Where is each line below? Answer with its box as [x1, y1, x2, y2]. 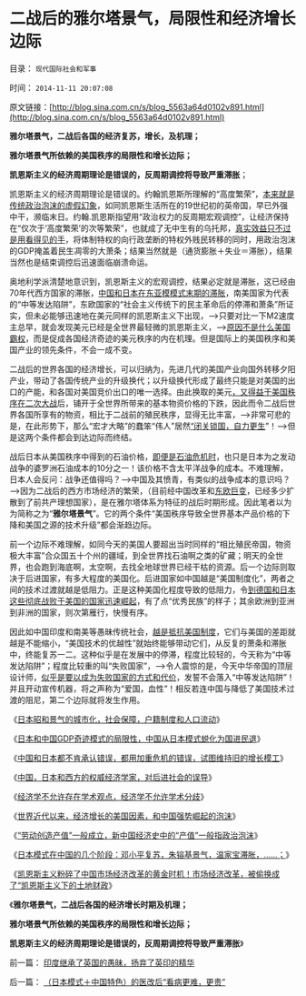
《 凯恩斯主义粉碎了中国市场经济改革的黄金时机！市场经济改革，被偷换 [9, 868, 272, 879]
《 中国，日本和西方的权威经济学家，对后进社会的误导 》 [9, 771, 216, 782]
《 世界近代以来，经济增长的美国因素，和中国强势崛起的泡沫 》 [9, 810, 241, 821]
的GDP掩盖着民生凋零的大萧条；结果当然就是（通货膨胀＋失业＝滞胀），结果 [9, 245, 293, 256]
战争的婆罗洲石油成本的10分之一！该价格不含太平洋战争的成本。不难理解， [9, 462, 289, 473]
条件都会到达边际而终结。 [40, 431, 137, 442]
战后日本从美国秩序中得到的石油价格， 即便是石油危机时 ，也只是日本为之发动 [9, 451, 296, 462]
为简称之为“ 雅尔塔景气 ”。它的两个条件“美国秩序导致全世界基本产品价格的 [9, 508, 283, 518]
